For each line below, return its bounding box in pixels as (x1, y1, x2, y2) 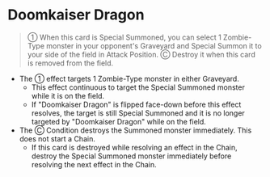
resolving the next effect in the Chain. (31, 159, 157, 169)
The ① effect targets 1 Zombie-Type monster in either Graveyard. (19, 74, 239, 83)
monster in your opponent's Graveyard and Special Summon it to (46, 40, 262, 50)
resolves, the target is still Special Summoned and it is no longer (31, 107, 246, 118)
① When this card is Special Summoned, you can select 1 (27, 32, 221, 42)
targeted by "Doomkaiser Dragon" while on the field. (31, 116, 207, 126)
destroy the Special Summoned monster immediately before (31, 151, 232, 161)
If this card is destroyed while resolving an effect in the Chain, (31, 142, 238, 152)
